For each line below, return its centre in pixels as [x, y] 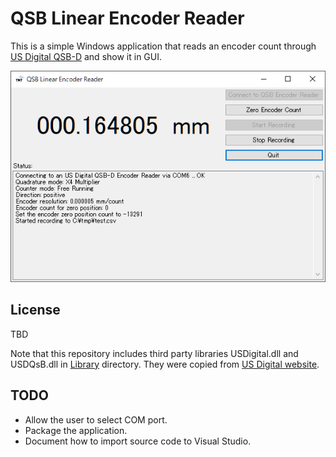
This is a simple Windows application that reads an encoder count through [163, 46]
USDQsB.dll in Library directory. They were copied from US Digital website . [165, 364]
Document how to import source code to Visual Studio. [138, 441]
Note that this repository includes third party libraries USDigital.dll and [154, 353]
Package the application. [76, 430]
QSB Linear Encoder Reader [127, 18]
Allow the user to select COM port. [96, 419]
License [35, 310]
